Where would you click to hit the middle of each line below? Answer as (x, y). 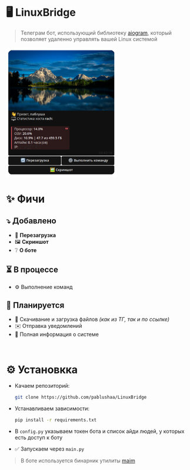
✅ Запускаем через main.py (49, 449)
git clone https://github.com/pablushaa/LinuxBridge (81, 397)
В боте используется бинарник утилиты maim (78, 461)
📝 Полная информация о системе (56, 334)
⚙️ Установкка (42, 370)
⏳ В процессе (32, 270)
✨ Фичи (26, 199)
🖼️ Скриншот (31, 241)
